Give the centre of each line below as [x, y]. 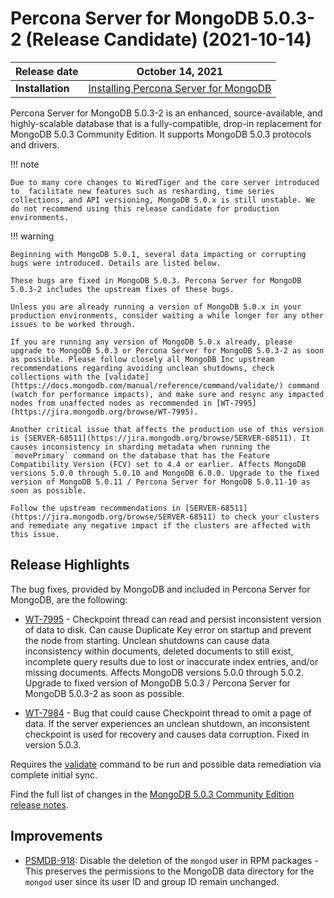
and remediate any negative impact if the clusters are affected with [160, 525]
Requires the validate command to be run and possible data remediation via [166, 764]
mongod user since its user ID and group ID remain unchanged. [152, 881]
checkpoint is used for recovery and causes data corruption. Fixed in [167, 734]
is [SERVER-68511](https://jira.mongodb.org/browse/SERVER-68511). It [160, 438]
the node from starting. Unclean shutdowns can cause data [147, 640]
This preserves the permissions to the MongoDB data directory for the [169, 871]
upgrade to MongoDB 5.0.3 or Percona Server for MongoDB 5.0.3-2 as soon [167, 350]
